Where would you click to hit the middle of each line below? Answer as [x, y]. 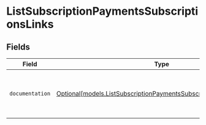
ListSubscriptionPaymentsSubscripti [102, 11]
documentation [30, 93]
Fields [18, 47]
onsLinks [30, 24]
